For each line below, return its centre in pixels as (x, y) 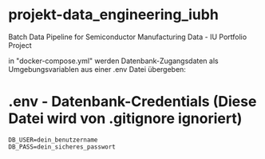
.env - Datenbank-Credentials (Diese (132, 102)
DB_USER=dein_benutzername (53, 140)
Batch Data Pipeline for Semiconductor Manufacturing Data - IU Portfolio (128, 37)
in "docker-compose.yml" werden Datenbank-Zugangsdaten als (113, 61)
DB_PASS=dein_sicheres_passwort (62, 147)
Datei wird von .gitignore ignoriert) (125, 119)
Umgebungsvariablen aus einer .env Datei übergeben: (97, 69)
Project (20, 45)
